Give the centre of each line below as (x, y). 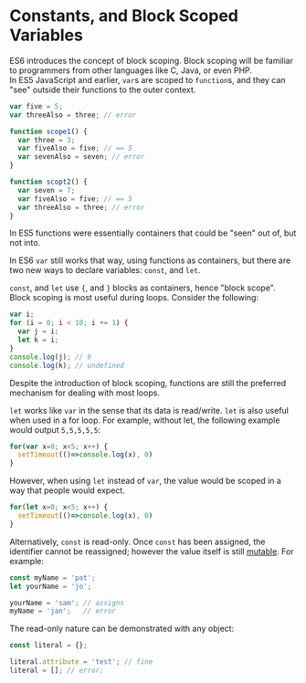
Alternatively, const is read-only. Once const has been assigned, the (137, 541)
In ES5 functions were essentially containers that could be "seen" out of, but (153, 233)
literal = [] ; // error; (57, 671)
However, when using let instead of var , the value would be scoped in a (145, 481)
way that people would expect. (67, 490)
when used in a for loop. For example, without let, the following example (145, 420)
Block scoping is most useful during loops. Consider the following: (134, 298)
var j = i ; (38, 331)
